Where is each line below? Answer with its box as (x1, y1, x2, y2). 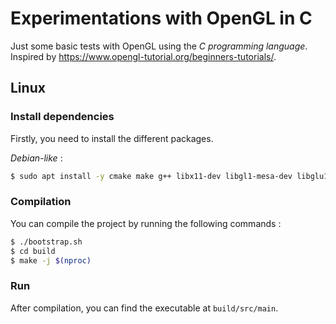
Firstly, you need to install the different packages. (10, 132, 214, 144)
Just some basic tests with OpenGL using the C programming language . (10, 40, 308, 52)
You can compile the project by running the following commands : (10, 217, 282, 229)
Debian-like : (10, 152, 63, 164)
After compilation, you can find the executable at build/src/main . (10, 302, 279, 314)
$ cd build (10, 246, 56, 256)
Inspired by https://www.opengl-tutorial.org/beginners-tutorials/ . (10, 50, 277, 62)
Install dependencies (10, 110, 115, 124)
